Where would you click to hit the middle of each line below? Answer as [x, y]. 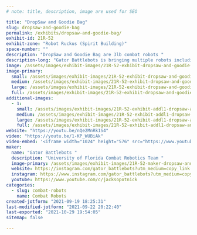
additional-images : [30, 98]
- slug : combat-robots [39, 191]
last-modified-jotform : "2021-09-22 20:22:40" [64, 207]
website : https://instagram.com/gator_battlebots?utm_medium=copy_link [101, 169]
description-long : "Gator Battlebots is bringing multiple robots [89, 60]
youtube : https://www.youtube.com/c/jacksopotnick [74, 180]
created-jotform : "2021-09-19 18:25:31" [56, 201]
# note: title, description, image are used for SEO [72, 11]
